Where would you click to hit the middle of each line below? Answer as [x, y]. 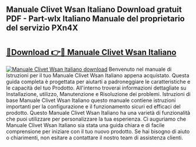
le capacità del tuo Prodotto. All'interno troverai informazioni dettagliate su [96, 88]
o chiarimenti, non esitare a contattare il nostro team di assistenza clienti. [95, 138]
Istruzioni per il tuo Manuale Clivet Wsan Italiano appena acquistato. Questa [98, 75]
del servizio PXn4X [42, 28]
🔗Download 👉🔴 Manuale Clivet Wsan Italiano [91, 52]
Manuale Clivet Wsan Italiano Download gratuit [94, 10]
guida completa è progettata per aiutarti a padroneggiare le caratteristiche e [98, 82]
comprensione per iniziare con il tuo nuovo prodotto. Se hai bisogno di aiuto [98, 131]
